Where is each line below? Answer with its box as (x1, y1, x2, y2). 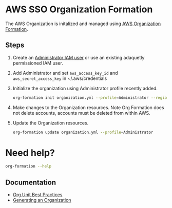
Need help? (5, 147, 55, 158)
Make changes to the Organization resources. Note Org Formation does (12, 104, 164, 111)
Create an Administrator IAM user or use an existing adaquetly (12, 54, 145, 60)
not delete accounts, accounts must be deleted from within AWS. (12, 110, 150, 116)
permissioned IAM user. (12, 60, 63, 66)
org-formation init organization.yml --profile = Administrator (12, 95, 149, 100)
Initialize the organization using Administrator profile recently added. (12, 85, 158, 91)
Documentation (5, 178, 56, 186)
